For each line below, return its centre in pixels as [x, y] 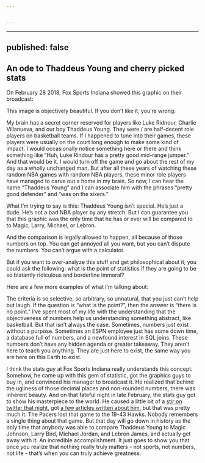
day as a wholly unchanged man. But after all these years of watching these [102, 168]
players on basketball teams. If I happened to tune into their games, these [99, 136]
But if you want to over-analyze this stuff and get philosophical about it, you [102, 262]
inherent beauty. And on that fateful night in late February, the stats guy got [101, 395]
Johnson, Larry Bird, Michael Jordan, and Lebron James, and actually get [99, 434]
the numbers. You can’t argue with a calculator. [66, 250]
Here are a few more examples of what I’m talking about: [77, 286]
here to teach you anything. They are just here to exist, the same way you [99, 350]
